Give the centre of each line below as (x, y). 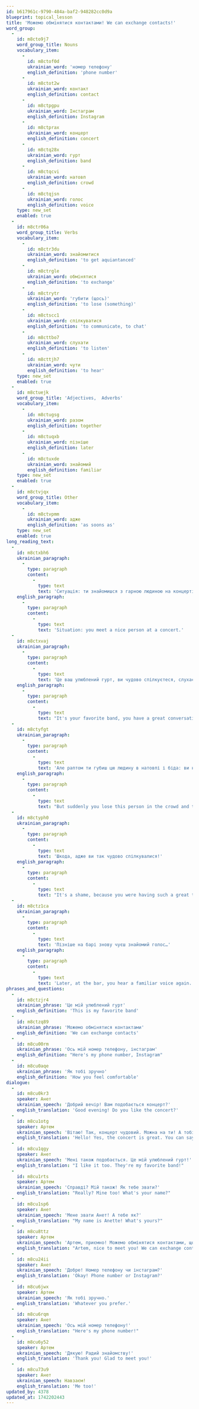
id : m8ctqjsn (44, 194)
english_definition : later (61, 448)
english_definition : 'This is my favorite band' (78, 1011)
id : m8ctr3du (44, 249)
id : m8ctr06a (33, 227)
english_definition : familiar (65, 470)
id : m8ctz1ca (33, 906)
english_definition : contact (63, 94)
